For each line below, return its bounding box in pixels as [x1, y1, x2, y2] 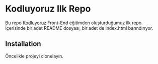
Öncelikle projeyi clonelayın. [5, 53, 64, 59]
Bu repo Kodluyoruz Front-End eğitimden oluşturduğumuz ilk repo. [5, 20, 143, 26]
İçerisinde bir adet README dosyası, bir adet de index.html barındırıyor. [5, 25, 153, 31]
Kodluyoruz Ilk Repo [5, 3, 91, 15]
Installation [5, 40, 41, 48]
